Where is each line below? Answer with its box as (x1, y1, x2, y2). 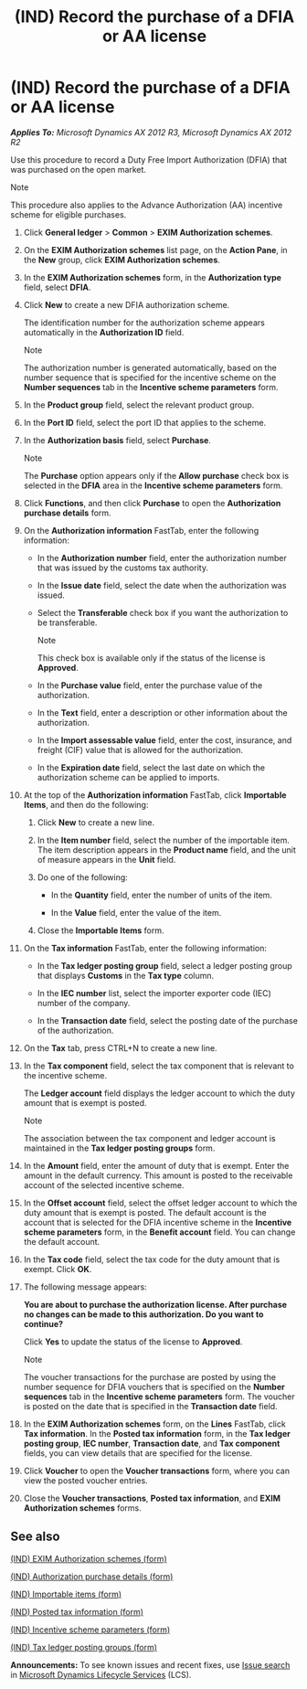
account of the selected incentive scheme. (23, 1179, 185, 1190)
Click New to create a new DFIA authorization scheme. (23, 299, 230, 310)
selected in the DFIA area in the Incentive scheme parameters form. (23, 480, 283, 491)
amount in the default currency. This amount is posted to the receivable (23, 1170, 293, 1181)
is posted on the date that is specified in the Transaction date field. (23, 1400, 278, 1411)
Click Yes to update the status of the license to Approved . (23, 1336, 243, 1347)
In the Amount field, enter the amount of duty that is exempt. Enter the (23, 1160, 290, 1171)
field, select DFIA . (23, 281, 91, 292)
